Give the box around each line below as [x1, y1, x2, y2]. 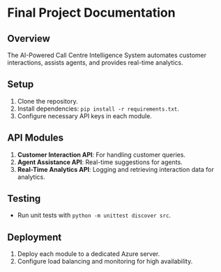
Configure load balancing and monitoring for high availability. [17, 257, 193, 266]
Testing [7, 193, 41, 205]
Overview [7, 33, 51, 45]
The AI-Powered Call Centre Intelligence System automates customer [7, 51, 207, 59]
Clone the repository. [17, 97, 78, 105]
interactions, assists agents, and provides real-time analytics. [7, 58, 183, 67]
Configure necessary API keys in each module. [17, 111, 152, 120]
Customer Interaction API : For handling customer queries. [17, 150, 186, 159]
